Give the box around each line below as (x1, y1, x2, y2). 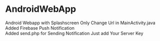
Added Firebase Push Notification (5, 25, 75, 31)
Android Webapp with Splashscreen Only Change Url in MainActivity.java (5, 20, 156, 26)
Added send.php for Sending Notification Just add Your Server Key (5, 30, 143, 36)
